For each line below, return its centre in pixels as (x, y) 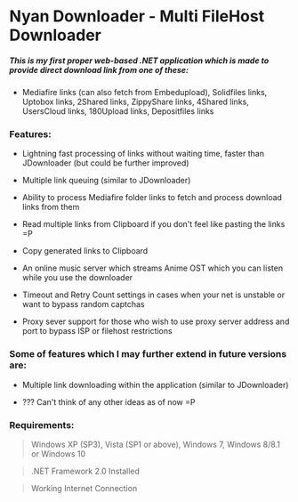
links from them (51, 207)
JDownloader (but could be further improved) (105, 163)
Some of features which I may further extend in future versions (148, 354)
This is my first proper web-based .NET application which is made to (139, 61)
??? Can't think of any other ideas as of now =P (109, 401)
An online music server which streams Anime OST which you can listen (152, 268)
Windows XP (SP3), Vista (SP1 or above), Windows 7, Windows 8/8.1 (155, 445)
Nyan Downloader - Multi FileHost (137, 16)
